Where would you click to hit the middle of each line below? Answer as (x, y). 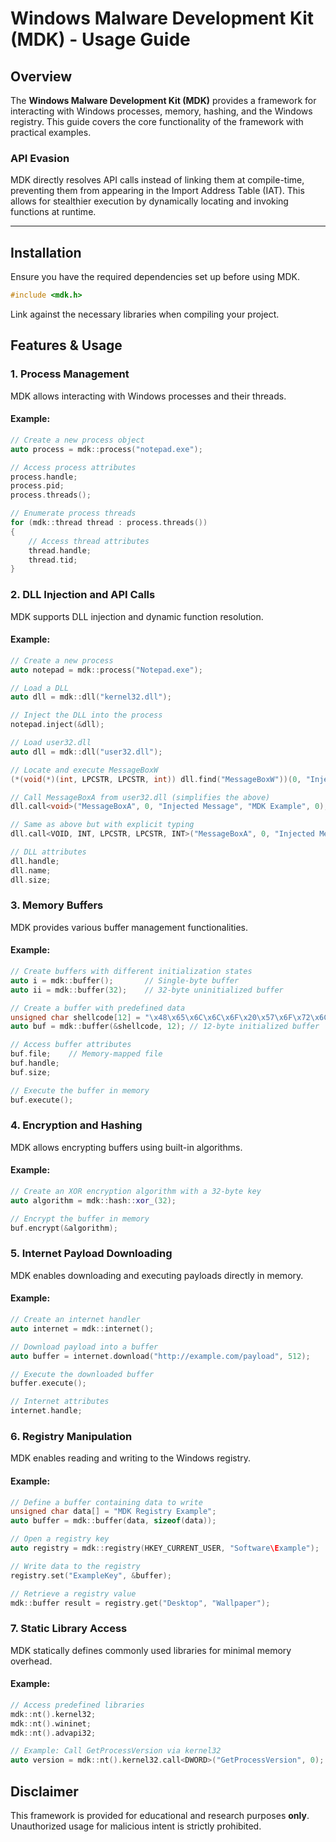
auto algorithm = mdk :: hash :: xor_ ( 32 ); (93, 1200)
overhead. (31, 1661)
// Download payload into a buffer (84, 1347)
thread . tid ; (53, 560)
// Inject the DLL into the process (86, 715)
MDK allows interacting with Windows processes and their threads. (148, 396)
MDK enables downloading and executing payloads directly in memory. (157, 1275)
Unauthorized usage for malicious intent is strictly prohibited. (136, 1826)
